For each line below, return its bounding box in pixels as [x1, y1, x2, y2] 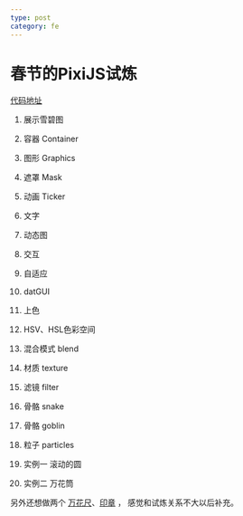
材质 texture [23, 363, 69, 374]
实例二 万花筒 [23, 478, 74, 489]
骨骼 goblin [23, 420, 66, 431]
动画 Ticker [23, 191, 66, 202]
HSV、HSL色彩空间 [23, 324, 96, 335]
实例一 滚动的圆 [23, 459, 82, 470]
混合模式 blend [23, 343, 79, 354]
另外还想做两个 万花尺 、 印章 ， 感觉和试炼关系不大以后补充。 [10, 497, 238, 508]
